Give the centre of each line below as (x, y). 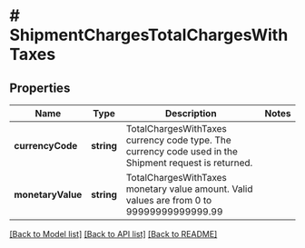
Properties (40, 88)
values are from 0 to (169, 200)
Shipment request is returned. (189, 163)
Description (191, 113)
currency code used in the (182, 151)
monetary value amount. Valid (189, 189)
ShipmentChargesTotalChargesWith (149, 35)
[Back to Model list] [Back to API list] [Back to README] (113, 234)
